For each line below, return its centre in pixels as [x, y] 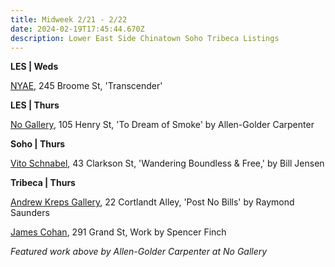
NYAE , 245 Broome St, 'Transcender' [86, 86]
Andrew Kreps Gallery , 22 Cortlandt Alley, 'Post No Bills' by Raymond [152, 202]
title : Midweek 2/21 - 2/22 [69, 19]
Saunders [30, 213]
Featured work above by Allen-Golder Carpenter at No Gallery [139, 252]
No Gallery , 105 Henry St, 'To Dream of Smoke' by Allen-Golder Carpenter [162, 125]
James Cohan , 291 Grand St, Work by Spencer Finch [118, 232]
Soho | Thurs [38, 144]
